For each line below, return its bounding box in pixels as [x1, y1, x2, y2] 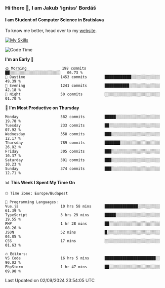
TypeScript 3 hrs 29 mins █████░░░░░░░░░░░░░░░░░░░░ [5, 212, 161, 218]
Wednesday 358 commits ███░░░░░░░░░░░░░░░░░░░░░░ [5, 132, 161, 137]
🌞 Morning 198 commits [5, 66, 86, 71]
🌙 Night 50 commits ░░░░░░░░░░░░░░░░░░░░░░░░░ [5, 92, 161, 97]
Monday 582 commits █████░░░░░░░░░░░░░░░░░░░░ [5, 115, 161, 120]
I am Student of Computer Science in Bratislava [5, 17, 104, 23]
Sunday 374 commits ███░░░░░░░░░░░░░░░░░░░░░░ [5, 166, 161, 171]
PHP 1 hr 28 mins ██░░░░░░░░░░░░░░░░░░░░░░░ [5, 221, 161, 226]
